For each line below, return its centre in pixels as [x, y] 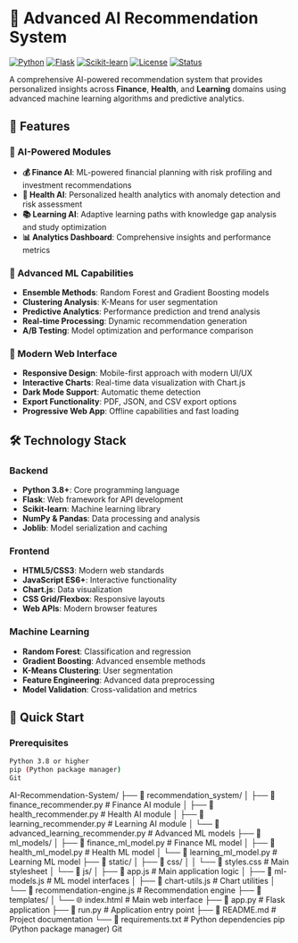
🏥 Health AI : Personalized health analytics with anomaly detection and [151, 194]
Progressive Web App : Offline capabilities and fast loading [130, 412]
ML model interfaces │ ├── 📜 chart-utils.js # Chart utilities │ [165, 880]
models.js [27, 880]
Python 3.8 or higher [50, 761]
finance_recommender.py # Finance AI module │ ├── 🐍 [112, 804]
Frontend [29, 551]
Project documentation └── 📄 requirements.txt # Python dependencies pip [147, 919]
